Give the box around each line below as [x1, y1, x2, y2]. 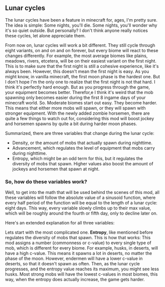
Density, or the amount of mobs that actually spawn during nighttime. [12, 140, 153, 146]
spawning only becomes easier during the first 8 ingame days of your [5, 95, 146, 100]
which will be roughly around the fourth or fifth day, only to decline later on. [5, 210, 158, 216]
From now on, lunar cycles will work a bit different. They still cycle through [5, 42, 156, 48]
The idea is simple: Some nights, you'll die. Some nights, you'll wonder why [5, 22, 158, 28]
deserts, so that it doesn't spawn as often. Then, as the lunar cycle [5, 261, 140, 267]
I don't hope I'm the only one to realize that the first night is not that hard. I [5, 79, 156, 85]
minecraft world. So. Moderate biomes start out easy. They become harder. [5, 99, 158, 105]
